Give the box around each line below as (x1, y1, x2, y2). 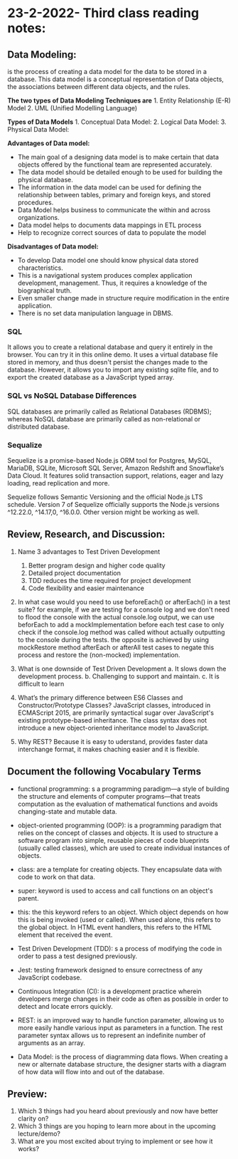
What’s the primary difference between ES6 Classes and (17, 693, 183, 702)
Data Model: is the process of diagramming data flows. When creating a (17, 1052, 229, 1061)
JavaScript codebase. (17, 973, 82, 982)
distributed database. (7, 422, 70, 431)
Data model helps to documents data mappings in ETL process (17, 221, 202, 229)
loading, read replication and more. (7, 478, 110, 487)
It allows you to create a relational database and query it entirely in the (7, 343, 213, 352)
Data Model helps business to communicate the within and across (17, 206, 211, 214)
